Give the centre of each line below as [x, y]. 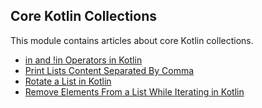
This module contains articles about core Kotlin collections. [132, 40]
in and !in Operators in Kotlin [83, 60]
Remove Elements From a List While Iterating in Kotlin [134, 91]
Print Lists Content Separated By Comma [109, 70]
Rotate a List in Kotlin [68, 81]
